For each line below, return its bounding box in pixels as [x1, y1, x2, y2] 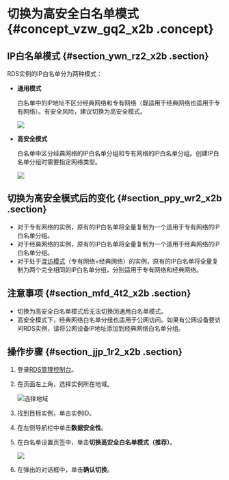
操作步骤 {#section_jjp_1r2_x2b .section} [7, 346, 183, 358]
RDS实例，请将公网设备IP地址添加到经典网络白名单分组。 [23, 324, 185, 332]
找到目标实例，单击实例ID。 [16, 409, 96, 418]
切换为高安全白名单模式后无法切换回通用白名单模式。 [16, 307, 167, 315]
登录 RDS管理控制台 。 [16, 366, 77, 374]
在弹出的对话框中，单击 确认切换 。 [16, 466, 113, 474]
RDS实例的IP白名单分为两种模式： [7, 70, 103, 77]
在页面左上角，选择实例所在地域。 [16, 380, 113, 388]
